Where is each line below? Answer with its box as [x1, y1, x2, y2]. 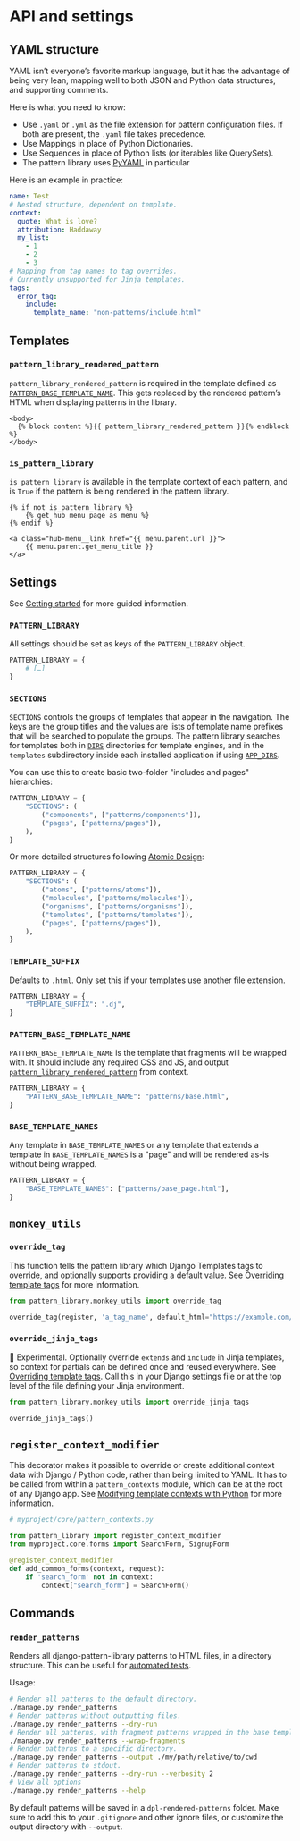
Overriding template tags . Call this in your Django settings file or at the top [9, 1371, 282, 1381]
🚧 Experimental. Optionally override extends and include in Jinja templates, [9, 1352, 285, 1363]
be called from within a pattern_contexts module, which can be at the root [9, 1479, 283, 1490]
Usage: [9, 1677, 36, 1688]
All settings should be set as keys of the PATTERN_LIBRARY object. [9, 638, 246, 649]
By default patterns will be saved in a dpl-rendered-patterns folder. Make [9, 1802, 279, 1812]
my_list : [17, 233, 50, 242]
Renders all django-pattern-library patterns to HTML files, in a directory [9, 1651, 272, 1661]
